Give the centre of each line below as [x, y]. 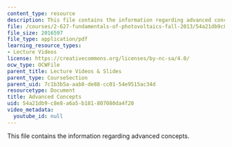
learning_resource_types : [44, 46]
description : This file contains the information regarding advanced [109, 20]
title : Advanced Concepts [44, 97]
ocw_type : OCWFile [33, 65]
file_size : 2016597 [35, 33]
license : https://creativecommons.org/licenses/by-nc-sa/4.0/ [98, 59]
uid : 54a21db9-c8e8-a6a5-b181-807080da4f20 [71, 104]
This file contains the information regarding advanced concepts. [98, 136]
